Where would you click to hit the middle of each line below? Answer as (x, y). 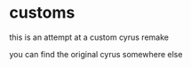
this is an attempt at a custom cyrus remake (89, 37)
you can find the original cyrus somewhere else (96, 54)
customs (42, 13)
